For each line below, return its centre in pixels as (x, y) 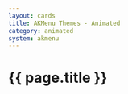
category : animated (41, 31)
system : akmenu (34, 38)
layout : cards (32, 16)
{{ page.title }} (58, 78)
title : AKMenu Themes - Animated (64, 23)
